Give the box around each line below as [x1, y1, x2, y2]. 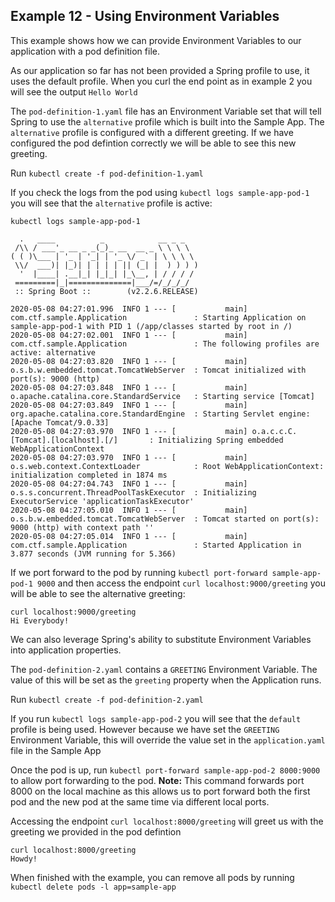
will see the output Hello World [10, 85, 138, 98]
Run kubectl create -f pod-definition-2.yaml [10, 693, 204, 705]
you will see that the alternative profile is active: [10, 197, 213, 209]
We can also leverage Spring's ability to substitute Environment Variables [10, 633, 312, 645]
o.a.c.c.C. [251, 426, 298, 436]
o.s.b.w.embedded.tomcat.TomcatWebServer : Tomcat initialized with [10, 365, 307, 375]
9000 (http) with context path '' [10, 522, 155, 533]
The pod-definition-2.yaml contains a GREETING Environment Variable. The [10, 663, 318, 675]
